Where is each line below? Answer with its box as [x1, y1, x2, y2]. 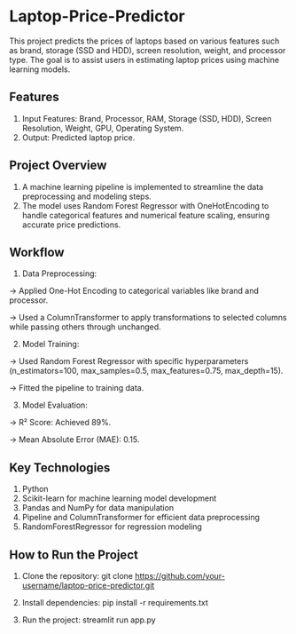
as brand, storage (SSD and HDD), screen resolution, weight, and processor [9, 44, 286, 55]
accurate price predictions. [21, 219, 121, 230]
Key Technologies [9, 460, 111, 475]
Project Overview [9, 158, 107, 173]
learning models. [9, 64, 71, 75]
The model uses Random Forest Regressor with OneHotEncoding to [21, 200, 269, 210]
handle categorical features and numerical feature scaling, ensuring [21, 210, 270, 220]
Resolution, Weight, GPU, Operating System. [21, 123, 184, 133]
